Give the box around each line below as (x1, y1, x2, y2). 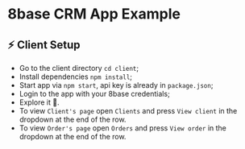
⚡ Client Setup (7, 38, 81, 52)
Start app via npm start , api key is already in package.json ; (19, 81, 214, 89)
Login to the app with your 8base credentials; (19, 89, 170, 98)
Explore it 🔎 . (19, 97, 60, 107)
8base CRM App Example (7, 5, 181, 23)
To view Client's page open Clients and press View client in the (19, 106, 238, 115)
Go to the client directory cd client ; (19, 64, 139, 72)
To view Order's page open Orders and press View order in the (19, 123, 227, 133)
